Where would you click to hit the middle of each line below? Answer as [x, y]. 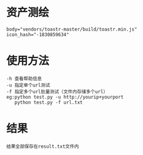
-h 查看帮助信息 [24, 78]
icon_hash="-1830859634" [38, 34]
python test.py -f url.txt [49, 102]
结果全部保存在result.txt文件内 [43, 146]
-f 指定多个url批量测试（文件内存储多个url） [57, 92]
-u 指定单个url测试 [28, 85]
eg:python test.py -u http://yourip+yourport [65, 97]
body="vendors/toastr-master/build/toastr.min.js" [72, 29]
